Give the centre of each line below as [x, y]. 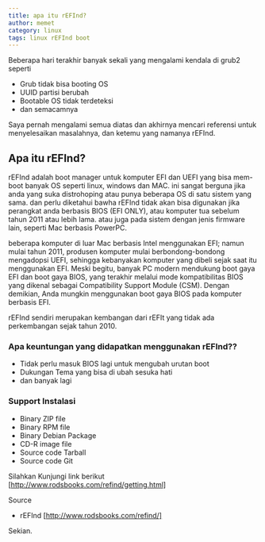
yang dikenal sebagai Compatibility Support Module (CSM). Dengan [119, 286]
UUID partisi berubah [54, 93]
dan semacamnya [49, 110]
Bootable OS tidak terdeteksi [66, 101]
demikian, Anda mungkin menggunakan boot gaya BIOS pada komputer [125, 294]
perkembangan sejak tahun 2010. [63, 326]
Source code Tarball [53, 452]
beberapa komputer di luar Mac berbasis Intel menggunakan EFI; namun [126, 244]
